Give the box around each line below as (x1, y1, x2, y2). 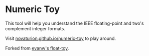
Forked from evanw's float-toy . (5, 45, 69, 51)
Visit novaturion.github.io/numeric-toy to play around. (5, 35, 116, 41)
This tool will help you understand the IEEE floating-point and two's (5, 20, 144, 26)
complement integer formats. (5, 25, 65, 31)
